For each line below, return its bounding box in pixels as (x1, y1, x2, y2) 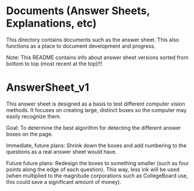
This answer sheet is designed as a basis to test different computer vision (6, 100, 185, 107)
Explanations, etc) (6, 17, 97, 30)
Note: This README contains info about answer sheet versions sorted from (6, 54, 189, 61)
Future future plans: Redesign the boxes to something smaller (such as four (6, 159, 189, 166)
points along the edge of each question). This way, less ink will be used (6, 166, 180, 173)
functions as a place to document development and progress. (6, 42, 156, 50)
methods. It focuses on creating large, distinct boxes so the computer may (6, 106, 187, 113)
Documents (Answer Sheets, (6, 4, 150, 18)
